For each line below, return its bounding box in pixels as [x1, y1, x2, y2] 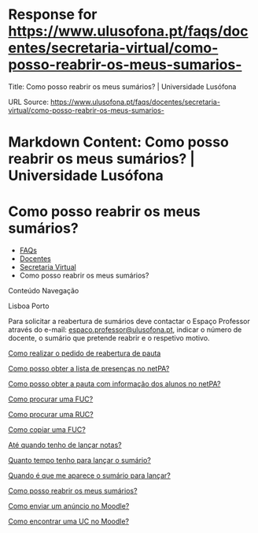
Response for [8, 6, 98, 24]
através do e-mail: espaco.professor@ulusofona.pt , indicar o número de [8, 325, 242, 334]
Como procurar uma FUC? [8, 394, 94, 404]
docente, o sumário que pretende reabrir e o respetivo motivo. [8, 334, 210, 343]
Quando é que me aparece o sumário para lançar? [8, 471, 171, 480]
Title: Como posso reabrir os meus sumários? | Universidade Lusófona [8, 81, 237, 91]
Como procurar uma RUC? [8, 410, 94, 419]
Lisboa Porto [8, 301, 50, 311]
